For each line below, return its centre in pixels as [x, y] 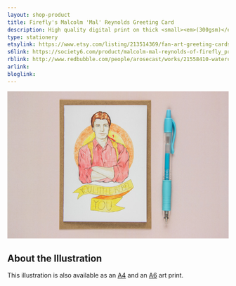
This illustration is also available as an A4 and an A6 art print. [96, 275]
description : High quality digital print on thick [83, 30]
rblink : [19, 60]
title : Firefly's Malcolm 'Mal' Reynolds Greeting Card [91, 22]
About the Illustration [55, 258]
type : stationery [33, 37]
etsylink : [22, 45]
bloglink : [22, 74]
